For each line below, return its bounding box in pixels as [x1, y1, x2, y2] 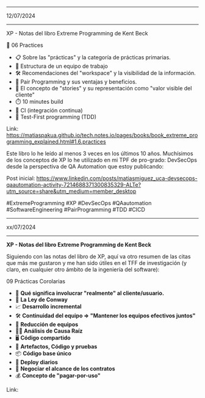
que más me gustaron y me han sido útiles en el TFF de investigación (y [6, 259, 187, 266]
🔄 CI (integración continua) [15, 107, 84, 114]
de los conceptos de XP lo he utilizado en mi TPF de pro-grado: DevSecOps [6, 156, 197, 164]
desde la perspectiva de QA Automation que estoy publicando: [6, 163, 164, 170]
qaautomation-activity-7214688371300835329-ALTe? [6, 181, 142, 188]
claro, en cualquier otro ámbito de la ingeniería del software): [6, 266, 160, 273]
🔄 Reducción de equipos [15, 321, 79, 328]
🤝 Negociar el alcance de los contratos [15, 365, 115, 372]
